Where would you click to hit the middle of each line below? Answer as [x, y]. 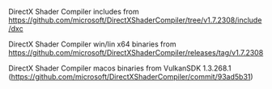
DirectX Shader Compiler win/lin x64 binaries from [92, 44]
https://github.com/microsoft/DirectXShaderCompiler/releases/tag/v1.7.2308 [136, 53]
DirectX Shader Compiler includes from [74, 12]
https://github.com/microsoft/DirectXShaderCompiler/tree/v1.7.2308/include [135, 20]
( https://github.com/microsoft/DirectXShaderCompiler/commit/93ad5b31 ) [131, 77]
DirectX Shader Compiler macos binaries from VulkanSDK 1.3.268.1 [120, 68]
